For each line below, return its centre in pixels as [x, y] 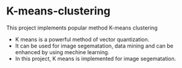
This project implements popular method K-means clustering [82, 28]
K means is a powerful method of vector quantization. [82, 39]
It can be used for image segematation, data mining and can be [94, 46]
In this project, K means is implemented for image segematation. [96, 58]
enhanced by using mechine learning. [62, 52]
